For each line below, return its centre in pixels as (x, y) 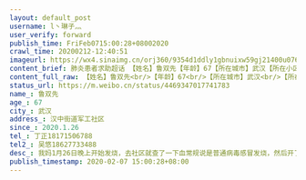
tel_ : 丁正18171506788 (51, 136)
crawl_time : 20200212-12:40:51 (69, 52)
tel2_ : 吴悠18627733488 (53, 145)
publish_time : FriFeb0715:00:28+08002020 (89, 43)
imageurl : (28, 60)
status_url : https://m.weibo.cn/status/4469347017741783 (120, 85)
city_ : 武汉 (31, 111)
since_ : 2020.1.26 (44, 128)
